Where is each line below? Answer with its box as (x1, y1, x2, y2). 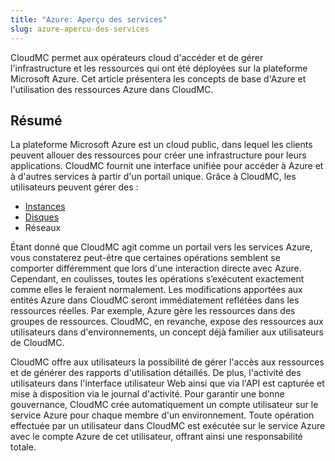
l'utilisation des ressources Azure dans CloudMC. (10, 83, 214, 95)
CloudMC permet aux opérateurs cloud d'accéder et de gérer (10, 51, 264, 63)
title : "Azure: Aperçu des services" (10, 14, 168, 25)
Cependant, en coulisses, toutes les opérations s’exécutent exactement (10, 273, 305, 285)
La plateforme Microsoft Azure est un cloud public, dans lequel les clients (10, 139, 313, 151)
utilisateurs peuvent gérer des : (10, 181, 139, 193)
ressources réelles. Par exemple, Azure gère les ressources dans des (10, 305, 296, 317)
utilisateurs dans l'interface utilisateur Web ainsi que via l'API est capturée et (10, 377, 325, 390)
